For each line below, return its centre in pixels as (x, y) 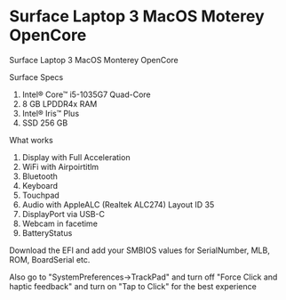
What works (31, 140)
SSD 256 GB (45, 123)
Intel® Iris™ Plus (51, 113)
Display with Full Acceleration (76, 157)
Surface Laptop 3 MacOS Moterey (137, 16)
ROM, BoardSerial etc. (50, 259)
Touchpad (40, 195)
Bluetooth (40, 176)
